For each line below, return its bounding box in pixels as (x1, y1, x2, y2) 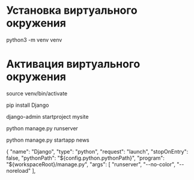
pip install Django (6, 101, 49, 109)
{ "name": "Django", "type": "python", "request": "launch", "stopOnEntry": (6, 148, 189, 155)
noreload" (6, 167, 31, 174)
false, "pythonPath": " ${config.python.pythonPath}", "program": (6, 154, 165, 161)
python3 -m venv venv (6, 36, 62, 43)
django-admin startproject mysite (6, 113, 89, 120)
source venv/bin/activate (6, 89, 68, 97)
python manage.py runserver (6, 124, 78, 132)
